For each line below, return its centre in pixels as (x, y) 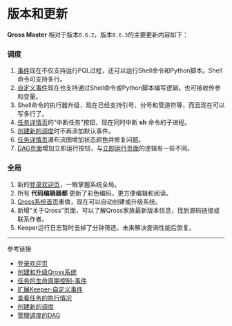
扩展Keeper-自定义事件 (50, 289)
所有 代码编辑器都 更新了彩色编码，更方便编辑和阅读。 (95, 193)
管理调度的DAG (39, 315)
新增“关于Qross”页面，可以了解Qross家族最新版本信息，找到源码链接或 (118, 210)
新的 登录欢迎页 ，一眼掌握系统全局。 (69, 184)
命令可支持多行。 (41, 79)
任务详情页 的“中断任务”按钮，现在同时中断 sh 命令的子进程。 (104, 122)
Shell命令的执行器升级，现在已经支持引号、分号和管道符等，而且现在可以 (121, 105)
